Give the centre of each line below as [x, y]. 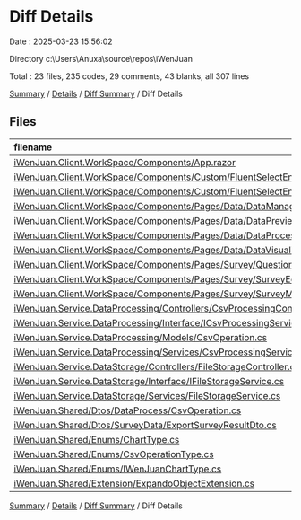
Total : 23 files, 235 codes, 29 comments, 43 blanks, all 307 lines [129, 76]
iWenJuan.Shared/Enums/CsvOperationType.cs [114, 454]
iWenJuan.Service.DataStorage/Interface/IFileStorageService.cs [149, 381]
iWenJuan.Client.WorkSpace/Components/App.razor [125, 162]
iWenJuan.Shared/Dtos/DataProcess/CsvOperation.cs [128, 410]
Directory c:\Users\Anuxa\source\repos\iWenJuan [101, 58]
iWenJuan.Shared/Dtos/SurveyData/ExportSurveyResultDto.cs [145, 425]
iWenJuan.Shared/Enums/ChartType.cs [97, 439]
